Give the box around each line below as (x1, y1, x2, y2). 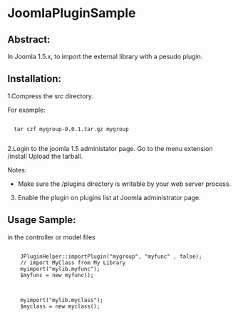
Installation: (7, 73, 62, 85)
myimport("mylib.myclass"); (20, 296, 103, 303)
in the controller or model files (7, 233, 96, 241)
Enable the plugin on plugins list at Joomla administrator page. (17, 193, 201, 202)
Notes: (7, 165, 27, 174)
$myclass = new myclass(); (20, 303, 100, 310)
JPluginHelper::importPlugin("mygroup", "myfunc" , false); (20, 253, 202, 260)
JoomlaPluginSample (7, 5, 137, 21)
